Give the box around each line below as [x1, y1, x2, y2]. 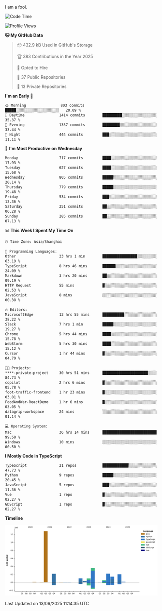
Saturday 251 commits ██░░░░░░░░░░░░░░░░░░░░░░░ [5, 204, 157, 209]
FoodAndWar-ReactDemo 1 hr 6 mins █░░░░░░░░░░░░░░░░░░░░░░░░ [5, 400, 157, 405]
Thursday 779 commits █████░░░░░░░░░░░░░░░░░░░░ [5, 185, 157, 189]
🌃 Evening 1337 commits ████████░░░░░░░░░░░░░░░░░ [5, 122, 157, 127]
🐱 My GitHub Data [5, 33, 44, 38]
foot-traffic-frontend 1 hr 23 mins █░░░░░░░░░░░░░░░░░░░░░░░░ [5, 390, 157, 395]
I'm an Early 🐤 [5, 93, 33, 99]
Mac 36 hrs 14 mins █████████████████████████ [5, 430, 157, 435]
